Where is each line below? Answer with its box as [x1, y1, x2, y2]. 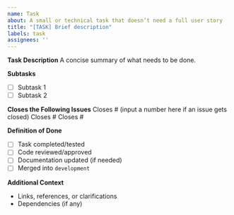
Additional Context [7, 178, 64, 187]
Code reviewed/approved [17, 148, 92, 156]
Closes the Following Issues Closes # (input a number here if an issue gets [7, 105, 228, 113]
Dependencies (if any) [17, 199, 83, 208]
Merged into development [17, 164, 90, 173]
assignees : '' [7, 37, 49, 44]
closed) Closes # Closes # [7, 113, 84, 121]
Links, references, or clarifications [17, 192, 117, 200]
